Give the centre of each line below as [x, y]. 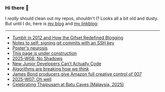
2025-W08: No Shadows [37, 59]
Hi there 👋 [17, 8]
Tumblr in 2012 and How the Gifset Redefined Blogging [68, 38]
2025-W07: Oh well [32, 79]
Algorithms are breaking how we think [51, 69]
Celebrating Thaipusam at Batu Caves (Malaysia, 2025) [68, 85]
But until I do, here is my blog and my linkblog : [52, 23]
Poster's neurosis [30, 48]
